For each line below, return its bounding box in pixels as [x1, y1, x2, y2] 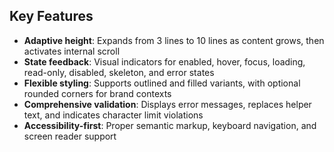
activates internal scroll [23, 45, 121, 57]
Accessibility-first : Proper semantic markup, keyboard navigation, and [23, 119, 317, 131]
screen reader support [23, 130, 117, 142]
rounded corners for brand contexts [23, 87, 172, 99]
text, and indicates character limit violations [23, 109, 204, 121]
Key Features [9, 8, 94, 25]
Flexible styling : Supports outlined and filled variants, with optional [23, 77, 301, 89]
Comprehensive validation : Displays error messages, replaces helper [23, 98, 312, 110]
